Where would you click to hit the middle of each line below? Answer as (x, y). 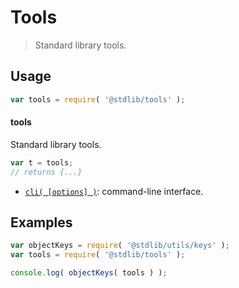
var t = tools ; (42, 162)
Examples (41, 222)
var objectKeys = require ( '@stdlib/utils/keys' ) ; (120, 246)
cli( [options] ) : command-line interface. (114, 191)
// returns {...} (46, 172)
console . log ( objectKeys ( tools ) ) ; (89, 273)
